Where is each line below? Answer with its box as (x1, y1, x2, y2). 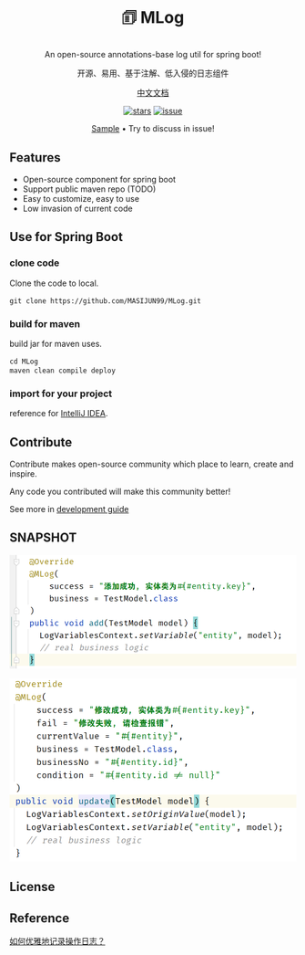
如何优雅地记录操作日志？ (9, 936, 106, 946)
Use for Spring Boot (9, 229, 123, 245)
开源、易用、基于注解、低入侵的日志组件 (76, 68, 229, 79)
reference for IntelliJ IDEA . (9, 408, 108, 419)
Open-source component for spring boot (22, 174, 176, 184)
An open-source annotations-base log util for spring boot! (44, 49, 262, 60)
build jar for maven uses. (9, 338, 103, 349)
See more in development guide (9, 504, 129, 515)
